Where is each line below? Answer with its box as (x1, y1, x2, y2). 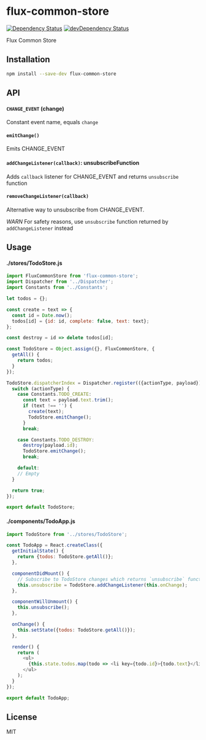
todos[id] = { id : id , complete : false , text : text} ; (12, 318, 150, 324)
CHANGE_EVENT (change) (6, 104, 64, 112)
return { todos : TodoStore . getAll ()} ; (17, 554, 114, 560)
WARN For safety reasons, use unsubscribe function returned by (6, 218, 169, 225)
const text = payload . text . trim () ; (22, 397, 114, 403)
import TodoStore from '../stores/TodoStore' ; (6, 531, 128, 537)
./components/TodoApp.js (6, 518, 75, 525)
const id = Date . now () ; (12, 312, 72, 318)
